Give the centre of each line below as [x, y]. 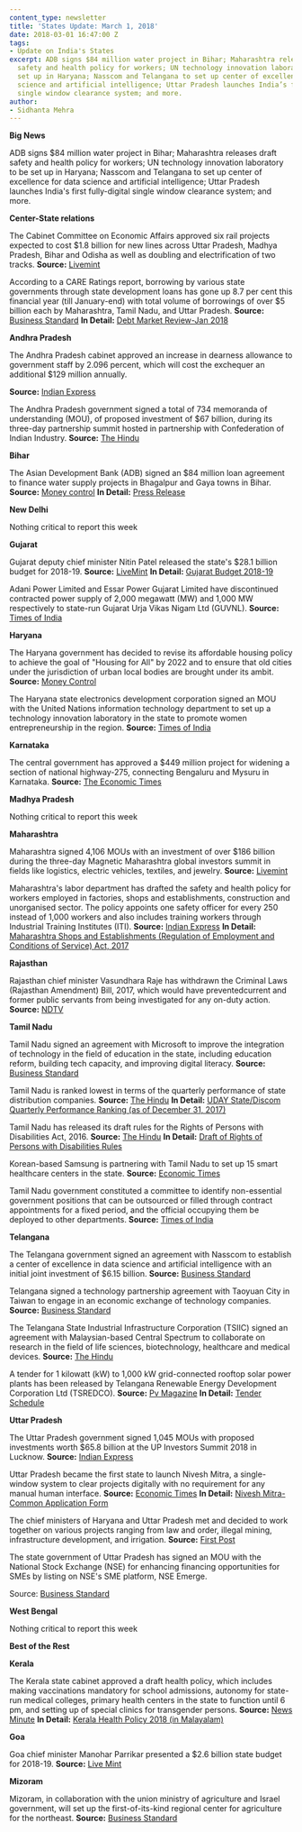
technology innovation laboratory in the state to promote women [128, 719]
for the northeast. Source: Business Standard [93, 1818]
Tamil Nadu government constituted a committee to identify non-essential [146, 1191]
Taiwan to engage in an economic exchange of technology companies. [140, 1301]
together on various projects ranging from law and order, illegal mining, [141, 1530]
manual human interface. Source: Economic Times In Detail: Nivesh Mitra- [147, 1494]
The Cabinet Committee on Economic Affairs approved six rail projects [140, 236]
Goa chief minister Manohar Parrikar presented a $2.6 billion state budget [146, 1754]
